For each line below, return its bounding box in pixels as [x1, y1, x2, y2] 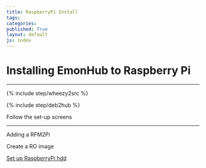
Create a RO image [6, 142, 54, 150]
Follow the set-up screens [6, 113, 72, 120]
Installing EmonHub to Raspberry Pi [6, 64, 191, 78]
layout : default [6, 32, 48, 38]
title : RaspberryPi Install [6, 9, 78, 15]
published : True [6, 26, 48, 32]
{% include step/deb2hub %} [6, 101, 80, 109]
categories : [6, 20, 37, 26]
